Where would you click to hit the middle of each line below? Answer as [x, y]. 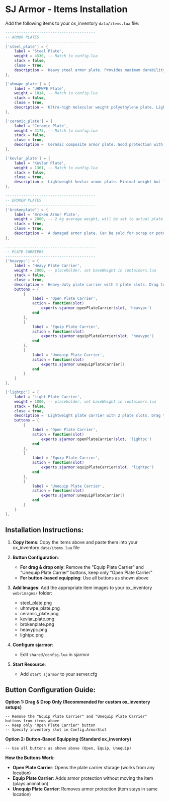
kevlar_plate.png [37, 619]
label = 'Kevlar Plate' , [40, 163]
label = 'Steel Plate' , [39, 51]
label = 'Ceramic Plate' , [41, 126]
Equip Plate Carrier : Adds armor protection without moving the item [83, 778]
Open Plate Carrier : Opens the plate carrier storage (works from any [83, 768]
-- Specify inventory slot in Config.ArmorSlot [56, 730]
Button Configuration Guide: [50, 690]
